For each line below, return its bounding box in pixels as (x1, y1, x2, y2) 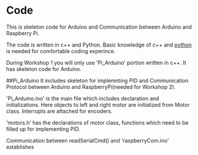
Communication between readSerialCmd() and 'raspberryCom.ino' (6, 137, 169, 144)
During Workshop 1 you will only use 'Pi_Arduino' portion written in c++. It (6, 59, 187, 66)
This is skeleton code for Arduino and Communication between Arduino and (6, 23, 192, 30)
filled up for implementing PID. (6, 125, 80, 132)
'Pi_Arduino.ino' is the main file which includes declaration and (6, 95, 159, 102)
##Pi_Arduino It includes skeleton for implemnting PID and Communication (6, 77, 188, 84)
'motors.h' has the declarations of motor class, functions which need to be (6, 119, 189, 126)
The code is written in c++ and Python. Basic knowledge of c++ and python (6, 41, 192, 48)
